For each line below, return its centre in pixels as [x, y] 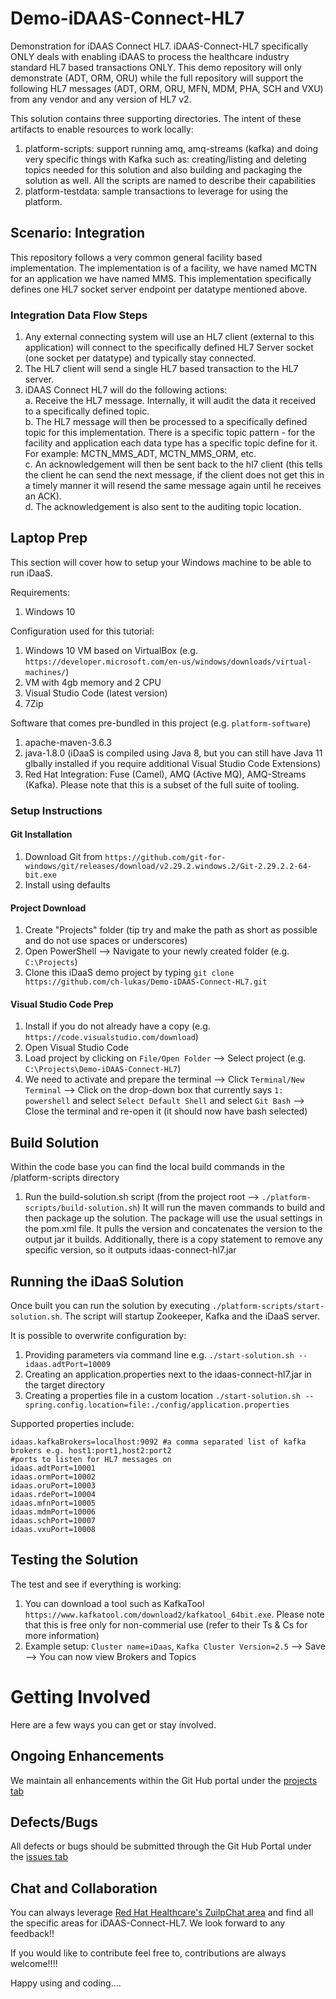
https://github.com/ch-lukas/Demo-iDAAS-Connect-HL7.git [146, 982]
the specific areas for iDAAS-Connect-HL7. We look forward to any [148, 1923]
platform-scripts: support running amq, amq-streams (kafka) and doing [171, 148]
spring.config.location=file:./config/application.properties [157, 1405]
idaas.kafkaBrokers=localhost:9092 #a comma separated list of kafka [158, 1442]
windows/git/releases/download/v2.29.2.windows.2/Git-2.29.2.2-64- [168, 866]
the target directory [64, 1385]
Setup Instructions [56, 810]
